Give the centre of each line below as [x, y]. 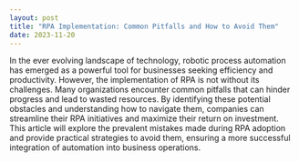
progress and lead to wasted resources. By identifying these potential [140, 99]
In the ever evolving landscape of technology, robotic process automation [148, 61]
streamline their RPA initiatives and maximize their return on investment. [144, 118]
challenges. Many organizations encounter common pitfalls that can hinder [150, 90]
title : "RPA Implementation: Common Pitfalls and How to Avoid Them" [144, 26]
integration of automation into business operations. [105, 147]
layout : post [34, 18]
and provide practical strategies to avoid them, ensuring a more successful [150, 138]
